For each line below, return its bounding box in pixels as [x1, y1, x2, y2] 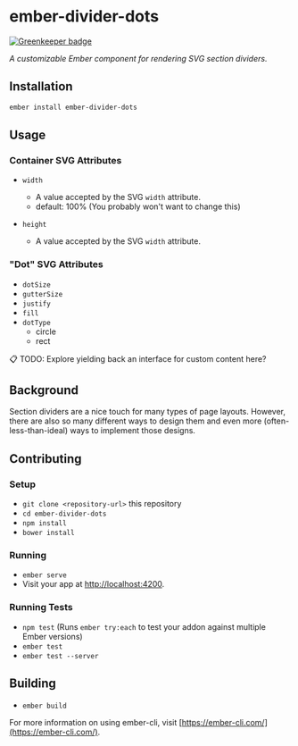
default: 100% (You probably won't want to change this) [35, 201, 241, 212]
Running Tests [9, 601, 73, 614]
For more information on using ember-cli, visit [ [9, 717, 183, 727]
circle [35, 326, 56, 337]
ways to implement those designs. [70, 425, 196, 436]
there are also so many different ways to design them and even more [9, 415, 262, 426]
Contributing [9, 451, 82, 466]
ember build [21, 701, 67, 710]
